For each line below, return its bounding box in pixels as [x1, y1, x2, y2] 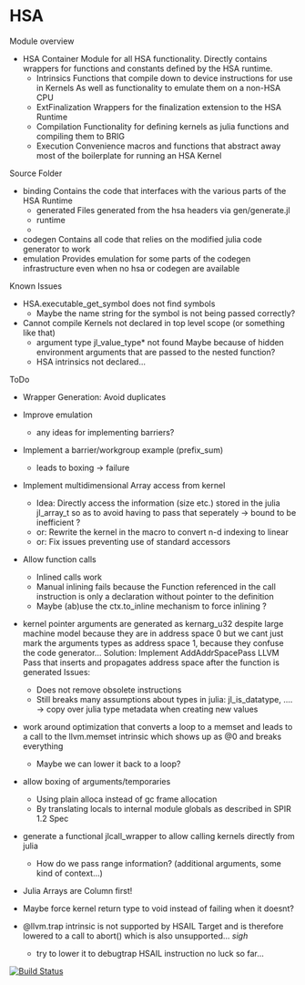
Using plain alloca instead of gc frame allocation [36, 794, 218, 805]
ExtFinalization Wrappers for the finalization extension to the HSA [36, 101, 282, 112]
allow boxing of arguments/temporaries [22, 775, 171, 786]
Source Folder [9, 168, 63, 179]
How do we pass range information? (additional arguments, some [36, 857, 282, 868]
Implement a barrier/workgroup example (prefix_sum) [22, 444, 224, 456]
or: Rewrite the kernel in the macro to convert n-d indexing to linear [36, 526, 289, 538]
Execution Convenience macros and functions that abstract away [36, 140, 281, 151]
